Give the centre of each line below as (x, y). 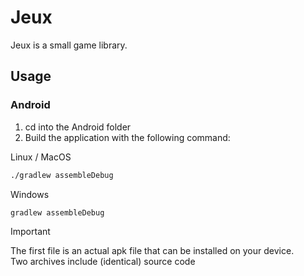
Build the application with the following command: (127, 137)
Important (30, 232)
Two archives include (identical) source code (103, 262)
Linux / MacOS (41, 157)
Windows (30, 194)
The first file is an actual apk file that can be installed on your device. (152, 251)
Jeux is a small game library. (69, 45)
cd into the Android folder (78, 127)
